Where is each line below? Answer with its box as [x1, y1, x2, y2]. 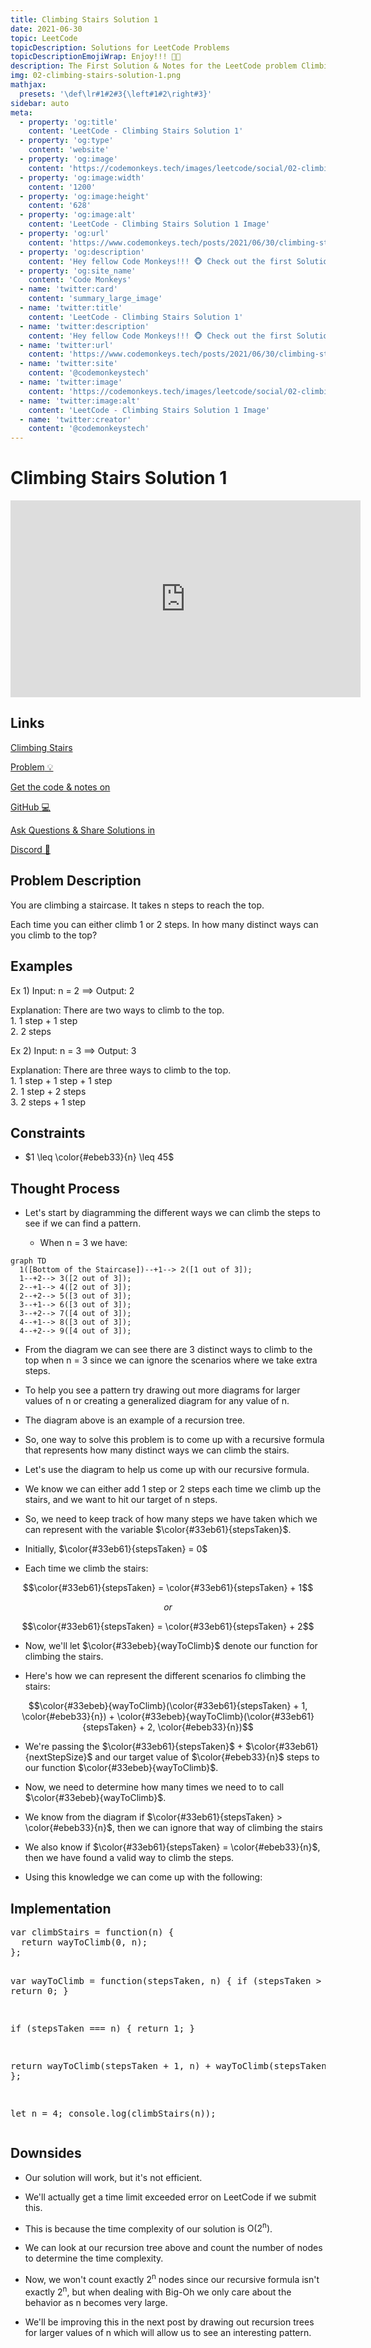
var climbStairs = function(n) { [10, 1926, 175, 1938]
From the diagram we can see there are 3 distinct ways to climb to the [24, 1344, 313, 1356]
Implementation [10, 1900, 112, 1917]
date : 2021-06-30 [10, 24, 83, 34]
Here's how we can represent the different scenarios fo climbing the [24, 1670, 307, 1682]
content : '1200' [28, 182, 97, 192]
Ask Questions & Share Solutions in [10, 824, 156, 836]
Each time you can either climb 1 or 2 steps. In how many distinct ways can [10, 918, 319, 930]
